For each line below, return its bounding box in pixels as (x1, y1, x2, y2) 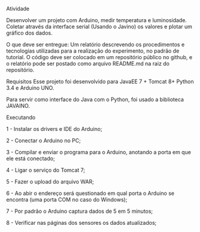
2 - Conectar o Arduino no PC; (6, 137, 81, 144)
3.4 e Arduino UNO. (6, 84, 55, 91)
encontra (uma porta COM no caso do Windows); (6, 196, 128, 203)
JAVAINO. (6, 102, 30, 109)
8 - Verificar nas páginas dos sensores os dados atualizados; (6, 219, 157, 226)
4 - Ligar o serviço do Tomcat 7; (6, 167, 85, 173)
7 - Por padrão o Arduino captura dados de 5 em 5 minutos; (6, 207, 153, 215)
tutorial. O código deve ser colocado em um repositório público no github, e (6, 54, 193, 60)
